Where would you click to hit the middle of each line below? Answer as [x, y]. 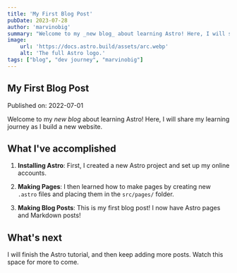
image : [17, 40]
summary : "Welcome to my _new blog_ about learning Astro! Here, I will [116, 34]
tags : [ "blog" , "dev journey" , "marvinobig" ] [75, 60]
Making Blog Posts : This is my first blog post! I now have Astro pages [119, 208]
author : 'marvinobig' [39, 27]
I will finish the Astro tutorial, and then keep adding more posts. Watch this [115, 255]
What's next [35, 237]
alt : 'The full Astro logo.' [63, 54]
